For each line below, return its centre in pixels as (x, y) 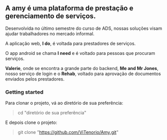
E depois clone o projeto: (31, 122)
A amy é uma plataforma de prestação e (69, 8)
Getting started (25, 92)
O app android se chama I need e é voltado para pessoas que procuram (80, 53)
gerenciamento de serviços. (51, 16)
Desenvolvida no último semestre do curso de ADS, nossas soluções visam (84, 28)
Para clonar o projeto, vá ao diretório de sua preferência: (64, 103)
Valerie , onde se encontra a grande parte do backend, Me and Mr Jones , (82, 68)
